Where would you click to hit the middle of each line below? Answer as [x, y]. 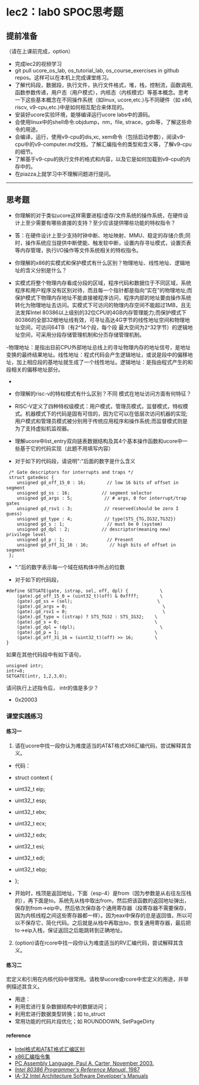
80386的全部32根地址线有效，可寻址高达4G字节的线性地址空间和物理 [99, 320]
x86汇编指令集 [32, 1057]
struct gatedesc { [31, 477]
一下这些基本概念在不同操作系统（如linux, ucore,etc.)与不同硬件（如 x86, [103, 100]
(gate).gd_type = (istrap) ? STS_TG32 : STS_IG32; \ [87, 617]
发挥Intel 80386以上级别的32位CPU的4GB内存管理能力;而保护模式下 [103, 312]
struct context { [34, 777]
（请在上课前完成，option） [40, 51]
